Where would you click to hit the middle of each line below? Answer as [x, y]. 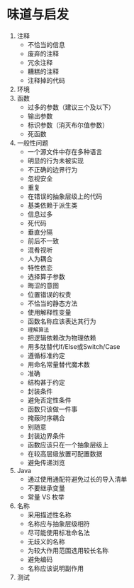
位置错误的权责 [49, 294]
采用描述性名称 [49, 514]
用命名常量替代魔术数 [58, 364]
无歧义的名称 [46, 541]
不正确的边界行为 [52, 169]
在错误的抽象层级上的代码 [65, 196]
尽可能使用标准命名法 [58, 532]
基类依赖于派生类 [52, 205]
